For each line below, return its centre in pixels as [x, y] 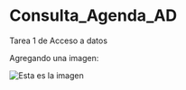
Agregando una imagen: [54, 58]
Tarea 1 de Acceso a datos [59, 40]
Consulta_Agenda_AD [93, 16]
